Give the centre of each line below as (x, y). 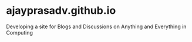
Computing (20, 32)
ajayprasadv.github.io (61, 11)
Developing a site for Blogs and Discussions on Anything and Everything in (96, 26)
